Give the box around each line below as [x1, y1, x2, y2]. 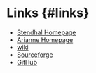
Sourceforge [16, 51, 53, 59]
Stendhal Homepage [16, 28, 76, 36]
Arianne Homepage [16, 35, 74, 44]
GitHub [16, 58, 38, 66]
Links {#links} [6, 5, 90, 21]
